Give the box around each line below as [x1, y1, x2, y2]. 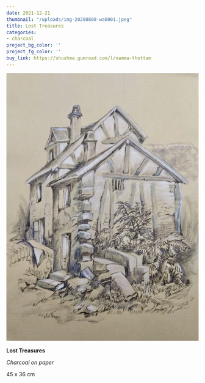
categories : [6, 29, 37, 35]
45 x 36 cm [6, 371, 35, 378]
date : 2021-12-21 [6, 10, 51, 16]
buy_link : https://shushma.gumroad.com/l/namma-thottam [6, 55, 151, 61]
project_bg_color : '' [6, 42, 62, 48]
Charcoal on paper [6, 359, 54, 366]
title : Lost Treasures [6, 23, 64, 29]
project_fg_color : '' [6, 49, 62, 55]
